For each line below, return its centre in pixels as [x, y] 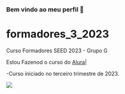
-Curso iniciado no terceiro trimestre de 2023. [63, 73]
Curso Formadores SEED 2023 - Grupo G [57, 51]
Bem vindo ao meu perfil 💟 [45, 10]
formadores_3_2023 [58, 34]
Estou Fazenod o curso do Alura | [47, 62]
